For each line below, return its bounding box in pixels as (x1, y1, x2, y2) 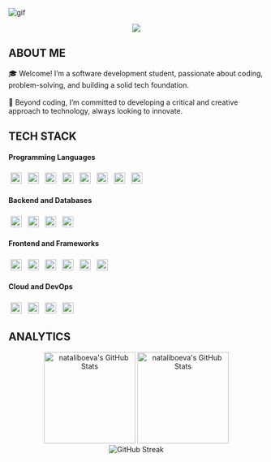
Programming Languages (8, 152, 96, 162)
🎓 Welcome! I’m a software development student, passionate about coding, (8, 68, 264, 78)
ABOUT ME (8, 46, 67, 60)
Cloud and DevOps (8, 282, 73, 291)
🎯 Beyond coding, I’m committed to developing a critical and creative (8, 97, 239, 107)
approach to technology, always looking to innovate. (8, 106, 183, 115)
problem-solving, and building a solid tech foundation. (8, 80, 189, 89)
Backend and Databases (8, 196, 92, 205)
